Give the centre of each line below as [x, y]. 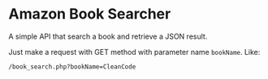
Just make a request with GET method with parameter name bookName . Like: [134, 52]
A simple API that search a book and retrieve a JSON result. [108, 36]
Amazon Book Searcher [90, 14]
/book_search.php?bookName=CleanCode [72, 67]
